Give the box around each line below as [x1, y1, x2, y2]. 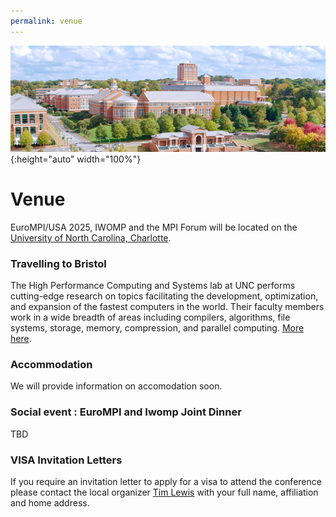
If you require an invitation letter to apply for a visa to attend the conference [10, 476, 322, 488]
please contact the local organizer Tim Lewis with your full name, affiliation [10, 486, 319, 499]
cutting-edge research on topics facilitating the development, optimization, [10, 290, 319, 302]
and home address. [10, 497, 90, 509]
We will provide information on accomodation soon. [10, 380, 223, 392]
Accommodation [10, 358, 93, 372]
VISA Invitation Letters [10, 453, 123, 467]
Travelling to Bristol [10, 256, 107, 270]
